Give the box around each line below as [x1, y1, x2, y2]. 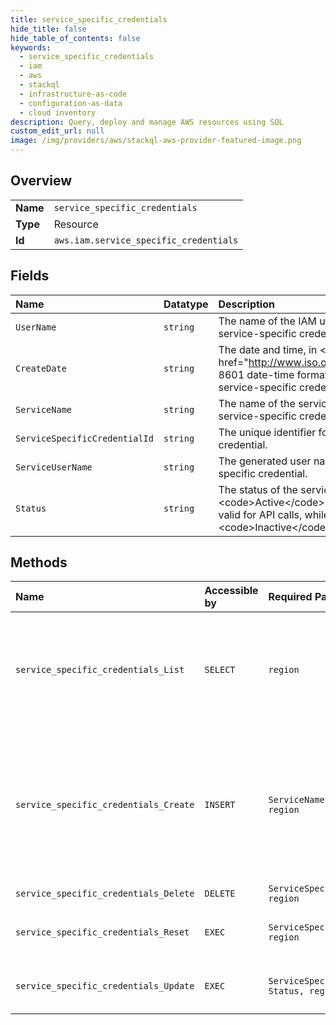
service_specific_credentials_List [15, 664, 185, 676]
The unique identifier [218, 425, 317, 439]
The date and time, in [218, 342, 318, 356]
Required [268, 590, 313, 604]
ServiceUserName [15, 461, 93, 473]
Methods [10, 554, 68, 571]
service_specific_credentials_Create [15, 799, 195, 811]
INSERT [204, 799, 236, 811]
